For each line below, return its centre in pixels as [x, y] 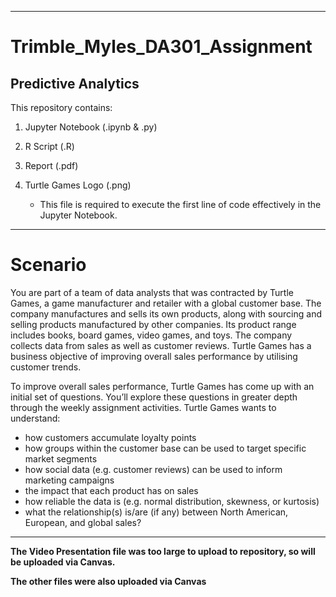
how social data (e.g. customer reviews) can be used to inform [153, 469]
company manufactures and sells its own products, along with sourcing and [166, 313]
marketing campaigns [69, 480]
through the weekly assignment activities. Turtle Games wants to [143, 407]
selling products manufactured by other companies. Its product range [153, 324]
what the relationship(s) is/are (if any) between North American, [156, 512]
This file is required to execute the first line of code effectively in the [180, 204]
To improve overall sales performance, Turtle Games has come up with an [162, 386]
